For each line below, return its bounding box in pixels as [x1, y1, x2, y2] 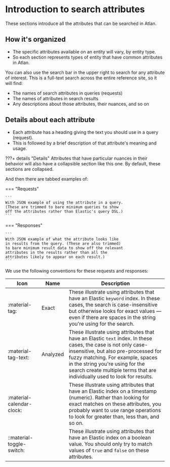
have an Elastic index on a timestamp [68, 388, 157, 395]
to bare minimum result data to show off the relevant [5, 245, 123, 250]
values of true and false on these [68, 447, 149, 454]
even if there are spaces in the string [68, 314, 156, 321]
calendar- [8, 400, 32, 407]
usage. [12, 145, 27, 151]
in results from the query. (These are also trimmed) [5, 241, 121, 246]
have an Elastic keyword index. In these [68, 295, 160, 302]
